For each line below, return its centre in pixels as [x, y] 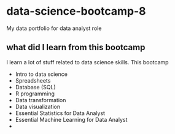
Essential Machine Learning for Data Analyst [71, 119]
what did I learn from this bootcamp [76, 47]
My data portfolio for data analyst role [54, 28]
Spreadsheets [33, 80]
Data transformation [41, 100]
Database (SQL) [36, 87]
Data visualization [38, 106]
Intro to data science [41, 74]
